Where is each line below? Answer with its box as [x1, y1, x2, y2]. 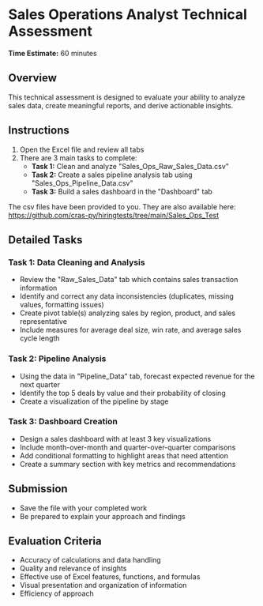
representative [19, 317, 67, 326]
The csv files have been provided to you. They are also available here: [8, 201, 236, 211]
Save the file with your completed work [19, 503, 148, 513]
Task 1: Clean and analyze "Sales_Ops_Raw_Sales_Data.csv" [31, 161, 229, 171]
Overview [8, 71, 58, 85]
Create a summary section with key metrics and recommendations [19, 459, 236, 469]
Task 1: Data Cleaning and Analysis [8, 257, 145, 268]
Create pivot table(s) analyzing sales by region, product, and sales [19, 308, 235, 318]
